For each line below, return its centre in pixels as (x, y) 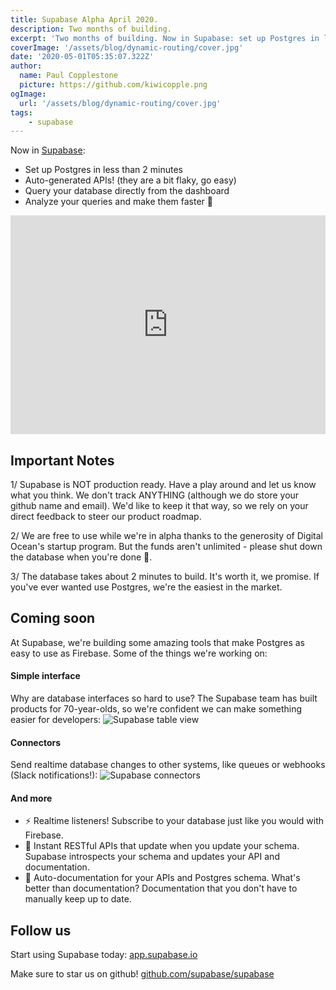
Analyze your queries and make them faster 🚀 (118, 202)
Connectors (36, 742)
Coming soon (53, 618)
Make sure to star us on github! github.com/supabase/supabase (142, 974)
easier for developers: (56, 720)
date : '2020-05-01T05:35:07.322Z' (82, 57)
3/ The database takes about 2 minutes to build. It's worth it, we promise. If (165, 577)
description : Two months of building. (91, 29)
